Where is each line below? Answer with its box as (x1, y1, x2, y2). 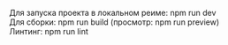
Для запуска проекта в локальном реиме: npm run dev (9, 8, 217, 18)
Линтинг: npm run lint (9, 26, 88, 36)
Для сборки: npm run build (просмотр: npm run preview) (9, 17, 220, 27)
